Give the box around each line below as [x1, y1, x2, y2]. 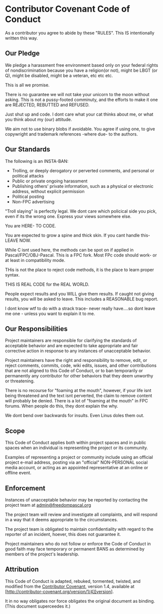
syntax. [5, 272, 20, 277]
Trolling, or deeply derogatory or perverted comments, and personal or [12, 167, 155, 174]
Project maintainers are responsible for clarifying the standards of [5, 337, 137, 343]
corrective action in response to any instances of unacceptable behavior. [5, 348, 151, 354]
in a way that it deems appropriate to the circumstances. [5, 517, 118, 522]
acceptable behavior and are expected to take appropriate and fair [5, 343, 138, 349]
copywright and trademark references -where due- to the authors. [5, 131, 138, 137]
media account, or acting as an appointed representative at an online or [5, 465, 148, 471]
